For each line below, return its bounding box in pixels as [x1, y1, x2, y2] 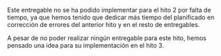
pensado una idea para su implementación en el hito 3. [7, 41, 165, 49]
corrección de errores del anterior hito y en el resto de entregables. [7, 21, 200, 28]
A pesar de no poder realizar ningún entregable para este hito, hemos [7, 34, 207, 42]
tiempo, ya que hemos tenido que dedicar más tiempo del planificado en [7, 13, 215, 21]
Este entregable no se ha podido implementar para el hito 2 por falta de [7, 6, 212, 14]
